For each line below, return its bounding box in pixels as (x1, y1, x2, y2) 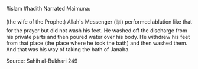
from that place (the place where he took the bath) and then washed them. (6, 40, 188, 47)
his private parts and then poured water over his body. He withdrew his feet (6, 34, 190, 40)
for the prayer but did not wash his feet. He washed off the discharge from (6, 27, 187, 34)
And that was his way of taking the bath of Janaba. (6, 46, 130, 52)
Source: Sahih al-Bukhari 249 (6, 57, 78, 64)
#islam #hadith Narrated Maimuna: (6, 5, 90, 12)
